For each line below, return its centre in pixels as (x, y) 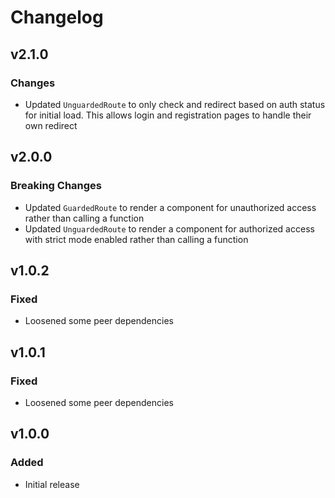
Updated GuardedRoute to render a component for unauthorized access (170, 207)
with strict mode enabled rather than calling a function (136, 239)
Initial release (52, 484)
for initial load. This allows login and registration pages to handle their (168, 115)
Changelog (57, 17)
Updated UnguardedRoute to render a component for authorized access (169, 228)
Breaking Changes (56, 186)
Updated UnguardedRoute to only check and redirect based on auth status (175, 104)
